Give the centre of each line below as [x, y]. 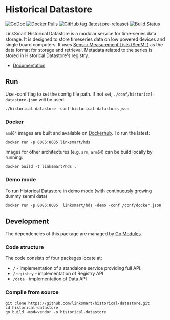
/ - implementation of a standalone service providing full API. [77, 268]
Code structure [25, 247]
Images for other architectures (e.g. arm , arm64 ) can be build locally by [79, 152]
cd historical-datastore [32, 307]
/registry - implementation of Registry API [58, 274]
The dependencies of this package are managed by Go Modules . [74, 234]
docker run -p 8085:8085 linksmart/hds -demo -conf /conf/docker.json [83, 206]
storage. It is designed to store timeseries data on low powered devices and [85, 39]
